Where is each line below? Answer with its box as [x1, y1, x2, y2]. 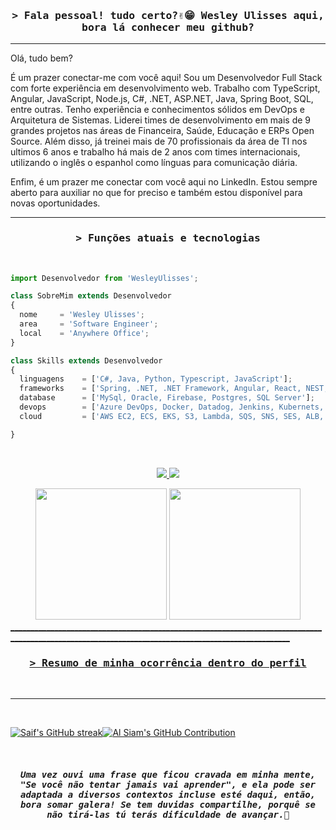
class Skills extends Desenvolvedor [10, 355, 163, 366]
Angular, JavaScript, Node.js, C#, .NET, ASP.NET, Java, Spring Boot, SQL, [10, 93, 314, 105]
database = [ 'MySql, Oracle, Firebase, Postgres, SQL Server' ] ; [19, 393, 315, 403]
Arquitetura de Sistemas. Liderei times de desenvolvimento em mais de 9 [10, 114, 312, 126]
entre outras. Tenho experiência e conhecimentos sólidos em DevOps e [10, 104, 305, 116]
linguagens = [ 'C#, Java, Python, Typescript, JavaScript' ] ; [19, 374, 293, 384]
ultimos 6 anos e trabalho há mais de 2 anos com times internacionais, [10, 146, 301, 158]
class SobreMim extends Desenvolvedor [10, 291, 172, 301]
